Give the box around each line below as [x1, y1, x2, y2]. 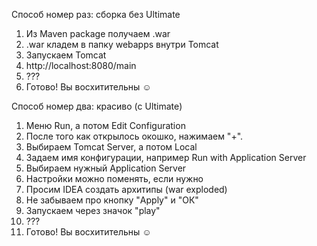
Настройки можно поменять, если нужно [25, 173, 204, 184]
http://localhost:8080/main [25, 60, 137, 71]
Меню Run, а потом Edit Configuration [25, 120, 186, 131]
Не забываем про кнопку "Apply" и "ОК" [25, 194, 199, 206]
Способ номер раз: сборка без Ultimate [11, 9, 181, 20]
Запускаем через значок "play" [25, 205, 161, 216]
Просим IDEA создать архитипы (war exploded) [25, 184, 228, 195]
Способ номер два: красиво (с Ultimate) [11, 100, 183, 112]
